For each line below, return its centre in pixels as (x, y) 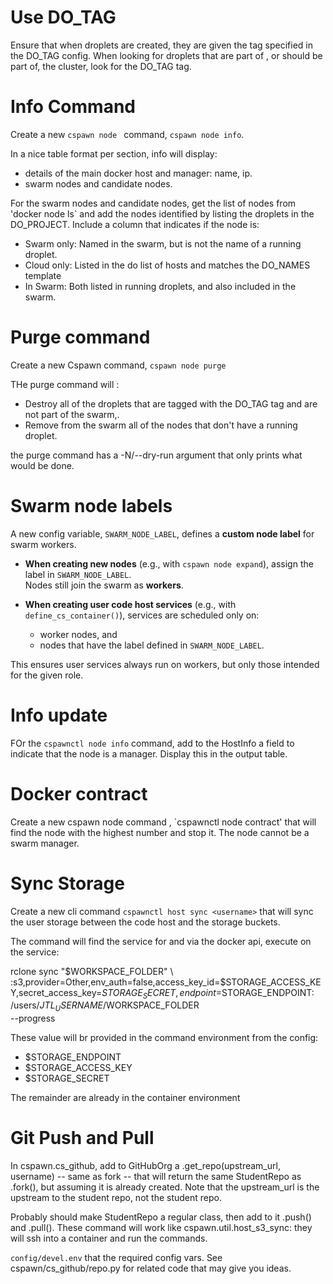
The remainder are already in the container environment (125, 1098)
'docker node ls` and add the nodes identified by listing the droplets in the (162, 213)
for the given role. (47, 675)
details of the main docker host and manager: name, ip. (138, 173)
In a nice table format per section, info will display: (114, 153)
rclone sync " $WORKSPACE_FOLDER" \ (92, 971)
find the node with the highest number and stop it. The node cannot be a (160, 832)
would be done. (42, 465)
